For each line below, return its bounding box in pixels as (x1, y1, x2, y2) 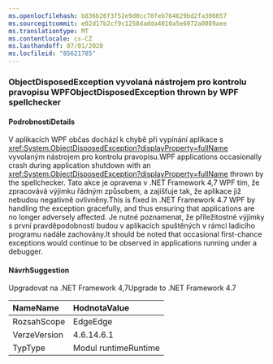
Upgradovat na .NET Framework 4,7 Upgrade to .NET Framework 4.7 (8, 283, 237, 293)
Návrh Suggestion (8, 265, 70, 275)
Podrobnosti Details (8, 117, 76, 126)
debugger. (8, 246, 43, 256)
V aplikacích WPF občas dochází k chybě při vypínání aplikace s (8, 135, 223, 144)
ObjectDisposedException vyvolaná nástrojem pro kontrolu (8, 76, 247, 88)
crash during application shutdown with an (8, 161, 152, 170)
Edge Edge (72, 316, 113, 328)
